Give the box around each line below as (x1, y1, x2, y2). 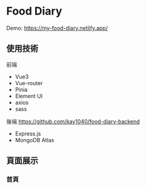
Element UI (15, 92, 43, 100)
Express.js (15, 129, 41, 137)
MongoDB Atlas (15, 136, 55, 143)
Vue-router (15, 79, 43, 86)
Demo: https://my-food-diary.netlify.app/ (6, 24, 108, 32)
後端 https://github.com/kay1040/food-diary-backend (6, 117, 141, 125)
